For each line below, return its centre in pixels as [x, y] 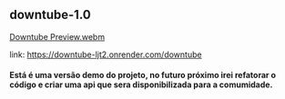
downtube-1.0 [50, 15]
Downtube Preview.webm [57, 36]
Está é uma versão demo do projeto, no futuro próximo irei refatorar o [142, 75]
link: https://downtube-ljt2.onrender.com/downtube [106, 54]
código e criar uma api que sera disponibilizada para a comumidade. [141, 84]
